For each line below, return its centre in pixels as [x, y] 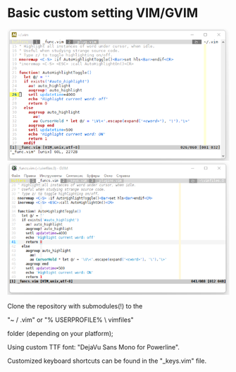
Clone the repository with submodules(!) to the [75, 306]
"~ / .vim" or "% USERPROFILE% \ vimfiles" [70, 320]
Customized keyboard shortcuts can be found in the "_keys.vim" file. [107, 361]
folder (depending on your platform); [61, 334]
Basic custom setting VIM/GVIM [103, 13]
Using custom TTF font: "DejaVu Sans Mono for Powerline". [93, 347]
